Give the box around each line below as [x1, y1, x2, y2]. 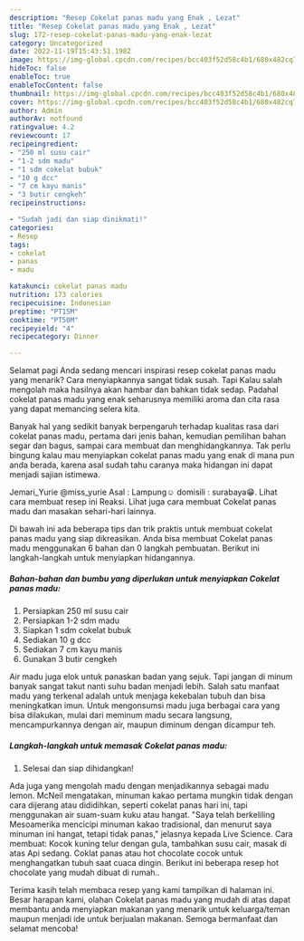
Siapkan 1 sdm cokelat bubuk [22, 625, 132, 636]
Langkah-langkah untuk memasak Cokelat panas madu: [9, 740, 228, 751]
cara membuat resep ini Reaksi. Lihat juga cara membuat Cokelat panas [9, 496, 277, 507]
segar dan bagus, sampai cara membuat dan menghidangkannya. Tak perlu [9, 440, 291, 451]
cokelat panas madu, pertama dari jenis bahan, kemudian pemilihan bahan [9, 431, 287, 442]
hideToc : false [9, 64, 67, 73]
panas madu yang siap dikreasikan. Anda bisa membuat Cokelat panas [9, 533, 273, 544]
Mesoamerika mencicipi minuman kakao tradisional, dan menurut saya [9, 819, 272, 830]
